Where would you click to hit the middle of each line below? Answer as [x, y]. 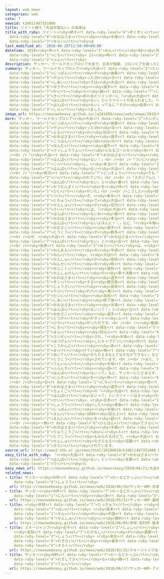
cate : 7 [13, 19]
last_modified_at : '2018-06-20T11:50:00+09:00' [54, 46]
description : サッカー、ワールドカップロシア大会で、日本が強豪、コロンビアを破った [81, 64]
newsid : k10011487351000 [30, 23]
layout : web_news [23, 10]
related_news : [20, 473]
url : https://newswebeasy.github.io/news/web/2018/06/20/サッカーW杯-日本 [84, 487]
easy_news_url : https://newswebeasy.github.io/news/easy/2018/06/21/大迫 [81, 469]
